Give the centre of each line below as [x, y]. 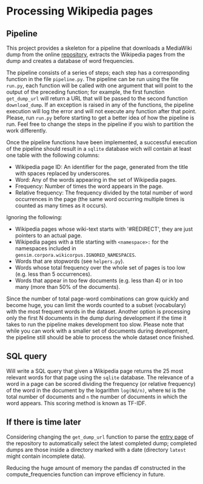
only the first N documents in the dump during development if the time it [96, 318]
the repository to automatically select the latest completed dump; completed [101, 443]
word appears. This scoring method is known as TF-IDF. [76, 403]
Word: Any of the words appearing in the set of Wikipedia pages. [96, 180]
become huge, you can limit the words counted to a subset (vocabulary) [96, 305]
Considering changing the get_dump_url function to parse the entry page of [100, 437]
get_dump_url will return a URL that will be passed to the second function [97, 98]
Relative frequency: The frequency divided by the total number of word [104, 193]
